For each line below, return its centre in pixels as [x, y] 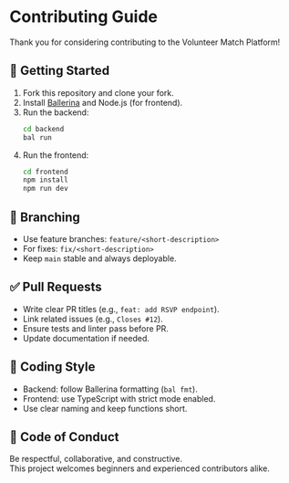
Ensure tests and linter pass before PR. [95, 328]
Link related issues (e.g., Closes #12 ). [93, 319]
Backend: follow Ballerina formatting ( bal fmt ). [110, 389]
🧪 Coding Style [52, 367]
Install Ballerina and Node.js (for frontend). [103, 102]
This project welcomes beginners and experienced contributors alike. [140, 468]
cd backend [43, 129]
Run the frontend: [56, 155]
